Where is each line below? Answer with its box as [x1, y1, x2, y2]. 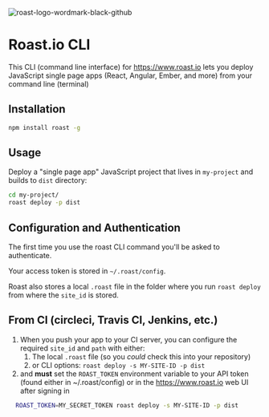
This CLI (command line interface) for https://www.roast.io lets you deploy [8, 62, 254, 71]
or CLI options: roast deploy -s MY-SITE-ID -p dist [31, 360, 206, 370]
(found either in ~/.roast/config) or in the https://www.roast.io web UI [19, 377, 249, 387]
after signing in [19, 386, 70, 395]
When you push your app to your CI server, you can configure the [19, 334, 238, 344]
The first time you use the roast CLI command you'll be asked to [8, 242, 221, 252]
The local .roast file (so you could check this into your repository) [31, 351, 251, 361]
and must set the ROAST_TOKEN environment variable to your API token [19, 369, 249, 379]
